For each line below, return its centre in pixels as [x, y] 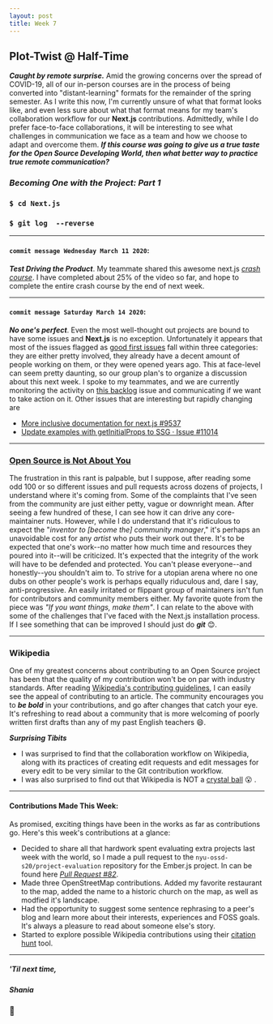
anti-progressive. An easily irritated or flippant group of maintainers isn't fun [136, 590]
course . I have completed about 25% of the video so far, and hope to [124, 277]
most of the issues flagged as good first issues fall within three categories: [134, 347]
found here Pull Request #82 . [70, 874]
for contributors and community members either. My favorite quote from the [136, 599]
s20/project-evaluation [61, 866]
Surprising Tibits [38, 738]
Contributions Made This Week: [64, 806]
